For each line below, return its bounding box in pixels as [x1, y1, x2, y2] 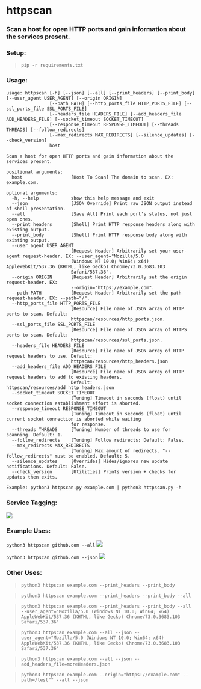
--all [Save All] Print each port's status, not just [11, 211, 193, 217]
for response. [70, 421, 107, 427]
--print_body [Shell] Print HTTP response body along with [11, 232, 187, 238]
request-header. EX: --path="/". [6, 295, 90, 301]
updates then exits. [6, 474, 58, 480]
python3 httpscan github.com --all [6, 542, 96, 548]
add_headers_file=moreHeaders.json [20, 661, 111, 667]
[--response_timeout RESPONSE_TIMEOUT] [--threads [49, 121, 179, 127]
